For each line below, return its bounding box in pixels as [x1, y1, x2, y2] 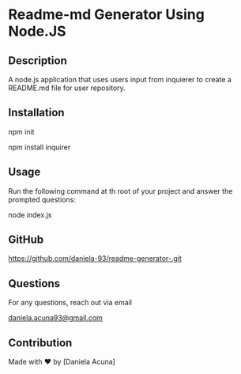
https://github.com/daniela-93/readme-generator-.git [8, 254, 182, 263]
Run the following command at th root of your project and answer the [8, 186, 233, 195]
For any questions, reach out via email [8, 298, 133, 308]
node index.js [8, 210, 52, 219]
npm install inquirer [8, 142, 71, 152]
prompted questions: [8, 195, 77, 204]
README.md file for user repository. [8, 83, 126, 93]
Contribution [8, 336, 73, 349]
